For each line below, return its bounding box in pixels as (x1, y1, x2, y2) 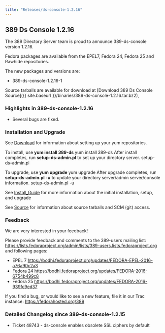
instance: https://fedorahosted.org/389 (5, 298, 85, 304)
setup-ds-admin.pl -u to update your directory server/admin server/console (5, 175, 161, 181)
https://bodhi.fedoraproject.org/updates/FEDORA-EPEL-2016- (28, 257, 153, 263)
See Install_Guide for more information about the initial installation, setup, (5, 190, 154, 196)
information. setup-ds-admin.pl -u (5, 180, 74, 186)
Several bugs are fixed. (12, 116, 60, 122)
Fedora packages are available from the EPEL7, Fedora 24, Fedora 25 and (5, 53, 154, 59)
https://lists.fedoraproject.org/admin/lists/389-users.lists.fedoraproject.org (5, 243, 157, 249)
